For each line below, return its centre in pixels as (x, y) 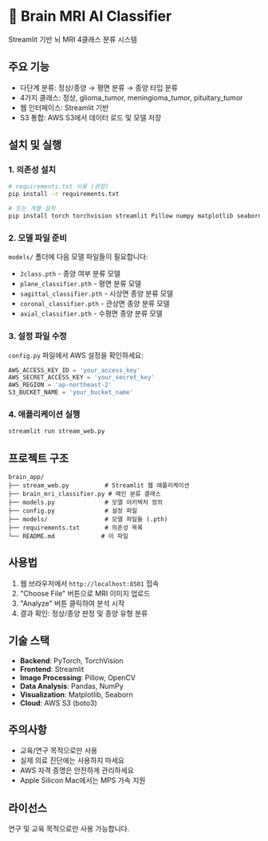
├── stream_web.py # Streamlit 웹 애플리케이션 (99, 485)
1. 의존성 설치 (32, 170)
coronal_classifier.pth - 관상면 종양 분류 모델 (95, 304)
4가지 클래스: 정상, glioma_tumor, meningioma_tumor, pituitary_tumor (131, 97)
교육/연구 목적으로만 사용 (59, 751)
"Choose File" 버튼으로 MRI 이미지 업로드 (85, 593)
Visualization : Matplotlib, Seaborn (76, 694)
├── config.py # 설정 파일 (73, 511)
